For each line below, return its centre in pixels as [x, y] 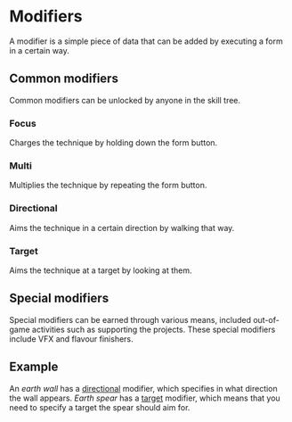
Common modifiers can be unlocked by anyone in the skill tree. [125, 100]
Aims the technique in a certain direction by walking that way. [122, 228]
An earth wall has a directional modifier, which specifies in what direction [143, 388]
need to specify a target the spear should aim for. [100, 407]
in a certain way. [39, 50]
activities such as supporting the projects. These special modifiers [154, 329]
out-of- [267, 319]
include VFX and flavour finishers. [71, 339]
